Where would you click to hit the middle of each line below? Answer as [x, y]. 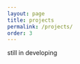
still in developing [32, 53]
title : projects [31, 20]
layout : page [26, 14]
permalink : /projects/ [40, 26]
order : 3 [20, 33]
